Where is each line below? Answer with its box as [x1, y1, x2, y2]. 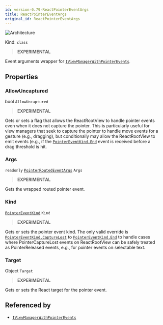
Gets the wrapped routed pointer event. [5, 186, 85, 192]
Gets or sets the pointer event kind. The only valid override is [5, 229, 129, 235]
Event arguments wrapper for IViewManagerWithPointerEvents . [5, 59, 131, 64]
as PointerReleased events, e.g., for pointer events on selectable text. [5, 244, 146, 250]
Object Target [5, 267, 33, 273]
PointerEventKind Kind [5, 210, 51, 215]
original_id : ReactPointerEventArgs [5, 16, 80, 21]
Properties [5, 72, 38, 81]
